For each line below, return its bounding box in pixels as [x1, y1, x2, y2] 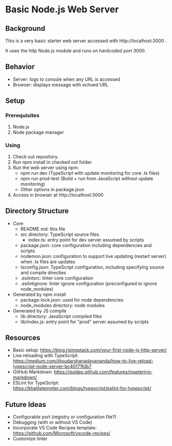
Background [5, 24, 45, 33]
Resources [5, 333, 41, 342]
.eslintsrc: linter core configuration [20, 275, 93, 281]
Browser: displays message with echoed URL [12, 81, 109, 88]
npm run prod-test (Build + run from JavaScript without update [20, 175, 154, 181]
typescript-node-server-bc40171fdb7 [12, 363, 92, 369]
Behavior [5, 63, 35, 71]
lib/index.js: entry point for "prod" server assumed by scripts [20, 319, 149, 325]
